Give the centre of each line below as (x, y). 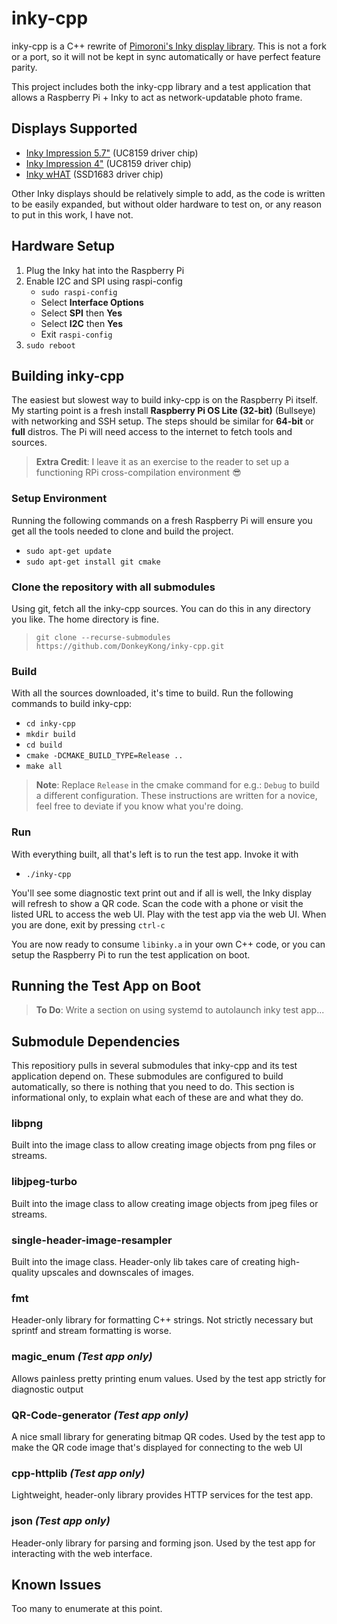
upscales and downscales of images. (117, 1273)
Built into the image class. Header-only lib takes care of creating (143, 1262)
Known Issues (56, 1584)
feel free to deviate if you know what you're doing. (139, 806)
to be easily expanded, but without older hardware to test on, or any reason (166, 204)
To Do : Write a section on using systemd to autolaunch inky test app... (180, 1010)
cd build (44, 745)
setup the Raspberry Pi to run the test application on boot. (131, 954)
